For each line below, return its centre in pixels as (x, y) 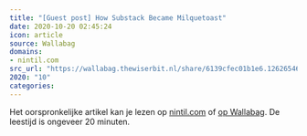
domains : (26, 52)
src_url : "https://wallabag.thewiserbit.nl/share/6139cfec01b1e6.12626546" (157, 69)
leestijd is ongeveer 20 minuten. (70, 121)
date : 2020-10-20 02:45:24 (61, 26)
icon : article (37, 35)
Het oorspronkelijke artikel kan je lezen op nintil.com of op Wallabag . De (145, 111)
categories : (32, 86)
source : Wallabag (42, 43)
